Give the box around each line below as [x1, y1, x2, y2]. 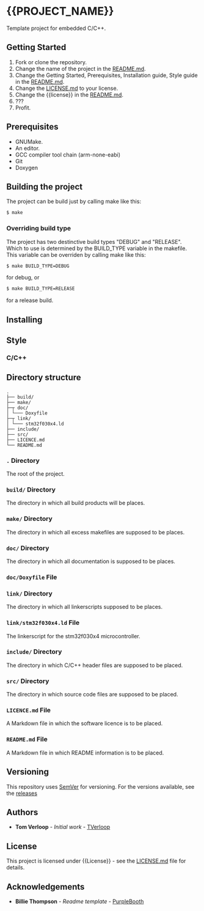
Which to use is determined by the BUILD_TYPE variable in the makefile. [6, 245, 188, 252]
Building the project [6, 182, 83, 192]
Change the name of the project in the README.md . [15, 65, 146, 72]
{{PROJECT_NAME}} [6, 4, 114, 18]
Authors [6, 807, 38, 817]
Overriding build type [6, 224, 71, 233]
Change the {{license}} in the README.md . [15, 90, 124, 98]
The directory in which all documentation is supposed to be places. [6, 558, 176, 565]
